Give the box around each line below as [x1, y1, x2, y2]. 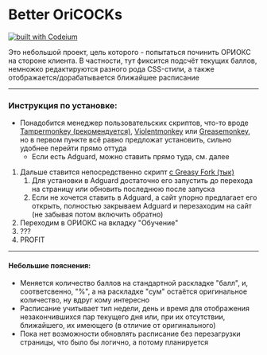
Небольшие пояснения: [8, 260, 91, 270]
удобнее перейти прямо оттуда [19, 143, 127, 153]
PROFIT [19, 235, 45, 244]
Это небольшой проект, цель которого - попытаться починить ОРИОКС [8, 47, 252, 57]
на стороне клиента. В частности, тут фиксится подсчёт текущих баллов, [8, 56, 257, 65]
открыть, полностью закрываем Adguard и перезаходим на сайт [31, 201, 252, 211]
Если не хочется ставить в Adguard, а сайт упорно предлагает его [31, 193, 257, 202]
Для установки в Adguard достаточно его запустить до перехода [31, 176, 253, 185]
